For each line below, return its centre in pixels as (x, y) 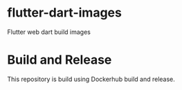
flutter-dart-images (65, 13)
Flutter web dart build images (49, 32)
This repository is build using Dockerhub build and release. (91, 79)
